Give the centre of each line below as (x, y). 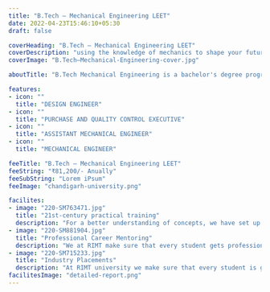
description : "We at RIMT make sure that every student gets (120, 245)
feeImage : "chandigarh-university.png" (75, 186)
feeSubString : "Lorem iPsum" (57, 179)
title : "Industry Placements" (66, 261)
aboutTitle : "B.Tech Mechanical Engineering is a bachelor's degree (125, 75)
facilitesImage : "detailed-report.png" (75, 276)
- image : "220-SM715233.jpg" (57, 253)
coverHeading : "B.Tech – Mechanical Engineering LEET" (102, 45)
